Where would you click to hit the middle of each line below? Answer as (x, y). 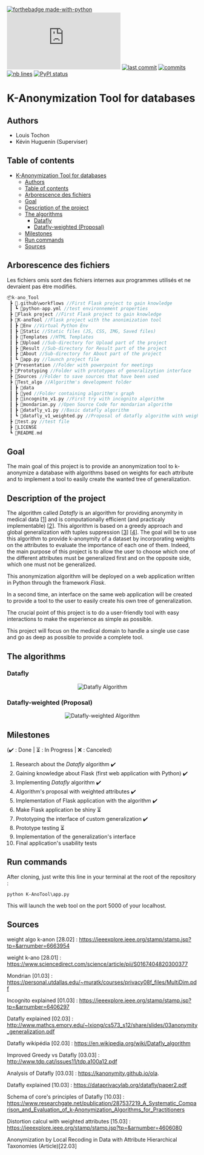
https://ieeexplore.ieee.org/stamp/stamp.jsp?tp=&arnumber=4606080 (94, 1128)
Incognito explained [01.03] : (42, 1000)
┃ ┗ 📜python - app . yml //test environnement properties (79, 309)
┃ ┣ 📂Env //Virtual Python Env (49, 326)
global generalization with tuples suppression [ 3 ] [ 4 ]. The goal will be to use (102, 532)
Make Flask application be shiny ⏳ (58, 809)
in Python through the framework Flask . (56, 583)
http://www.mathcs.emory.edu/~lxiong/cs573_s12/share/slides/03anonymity (102, 1025)
